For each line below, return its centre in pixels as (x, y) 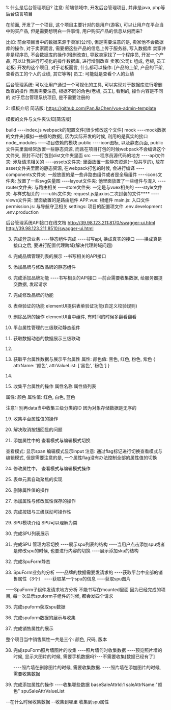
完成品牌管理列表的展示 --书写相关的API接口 (60, 256)
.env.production (22, 212)
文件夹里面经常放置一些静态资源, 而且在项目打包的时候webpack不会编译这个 (86, 149)
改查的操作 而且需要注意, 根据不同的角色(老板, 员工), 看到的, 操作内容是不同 (84, 91)
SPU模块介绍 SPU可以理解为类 (45, 523)
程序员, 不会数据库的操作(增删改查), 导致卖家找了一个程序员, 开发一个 (87, 55)
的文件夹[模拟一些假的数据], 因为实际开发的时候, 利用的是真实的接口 (77, 136)
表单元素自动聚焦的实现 (38, 479)
